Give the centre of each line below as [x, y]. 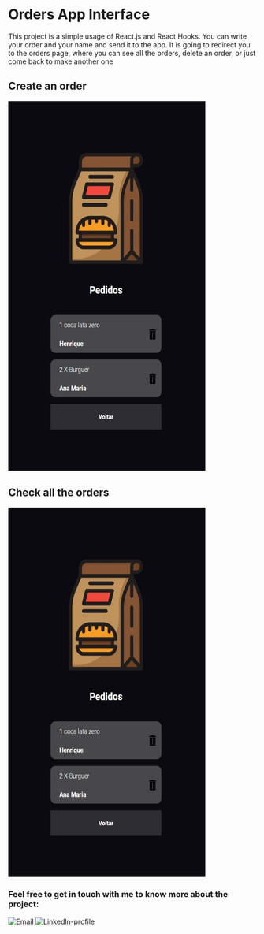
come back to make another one [61, 61]
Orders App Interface [79, 15]
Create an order [47, 86]
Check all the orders [59, 493]
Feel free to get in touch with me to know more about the [118, 895]
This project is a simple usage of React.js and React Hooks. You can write [128, 36]
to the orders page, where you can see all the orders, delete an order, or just [132, 53]
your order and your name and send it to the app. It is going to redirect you [129, 44]
